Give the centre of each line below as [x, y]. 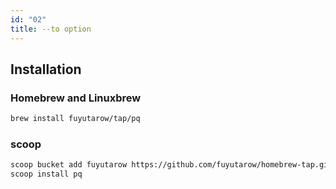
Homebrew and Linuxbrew [76, 98]
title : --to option [51, 29]
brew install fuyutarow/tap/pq [75, 119]
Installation [46, 69]
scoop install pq [46, 174]
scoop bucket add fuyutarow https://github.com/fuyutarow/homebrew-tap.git [171, 165]
